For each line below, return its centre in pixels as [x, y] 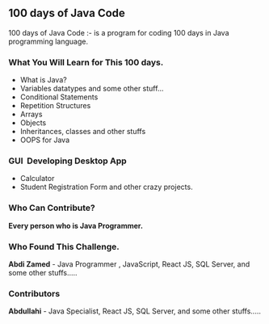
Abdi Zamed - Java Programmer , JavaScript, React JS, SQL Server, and [129, 264]
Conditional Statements [59, 97]
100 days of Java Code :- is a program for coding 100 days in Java [119, 32]
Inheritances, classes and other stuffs [83, 132]
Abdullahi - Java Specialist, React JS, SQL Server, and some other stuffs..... [134, 311]
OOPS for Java [45, 140]
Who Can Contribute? [52, 208]
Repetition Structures [55, 106]
